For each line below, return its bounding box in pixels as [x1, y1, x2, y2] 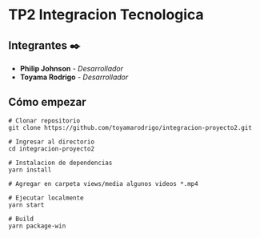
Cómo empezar [8, 95, 86, 109]
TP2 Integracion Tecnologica [8, 6, 204, 24]
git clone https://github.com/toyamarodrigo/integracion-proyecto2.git [8, 123, 252, 131]
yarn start [8, 200, 45, 209]
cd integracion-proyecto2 [8, 144, 94, 153]
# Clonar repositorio [8, 116, 81, 125]
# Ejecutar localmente [8, 194, 84, 202]
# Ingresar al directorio [8, 138, 94, 146]
